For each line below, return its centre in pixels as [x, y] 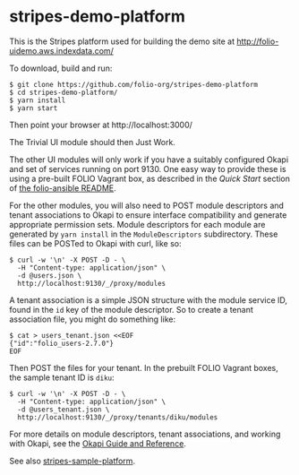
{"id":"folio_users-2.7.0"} [62, 343]
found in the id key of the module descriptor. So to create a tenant [131, 309]
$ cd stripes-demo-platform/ [64, 92]
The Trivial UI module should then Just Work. [93, 142]
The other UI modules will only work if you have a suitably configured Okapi [149, 160]
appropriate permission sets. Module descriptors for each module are [137, 224]
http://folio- [258, 41]
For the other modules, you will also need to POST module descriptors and [147, 205]
